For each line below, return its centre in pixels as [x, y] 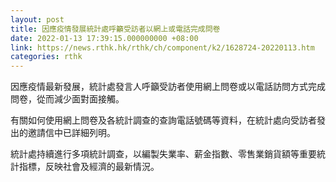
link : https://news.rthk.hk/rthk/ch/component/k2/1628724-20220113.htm [162, 47]
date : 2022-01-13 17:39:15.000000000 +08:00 [104, 38]
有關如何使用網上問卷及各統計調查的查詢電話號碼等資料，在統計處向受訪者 [163, 120]
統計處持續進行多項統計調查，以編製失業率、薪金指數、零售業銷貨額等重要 [163, 154]
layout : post [37, 19]
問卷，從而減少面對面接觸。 [67, 99]
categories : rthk [46, 57]
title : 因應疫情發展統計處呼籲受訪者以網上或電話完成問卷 [115, 29]
